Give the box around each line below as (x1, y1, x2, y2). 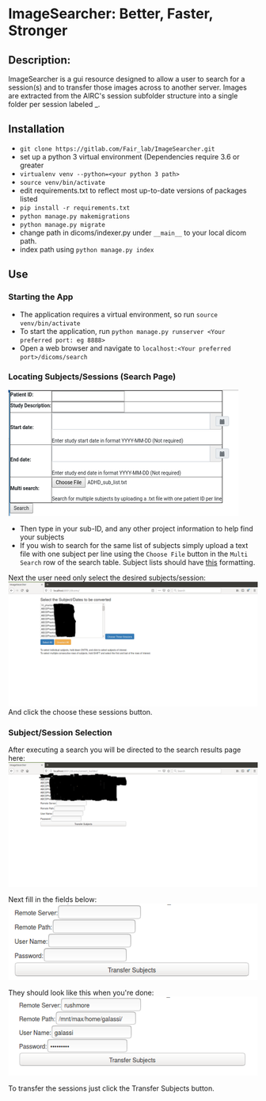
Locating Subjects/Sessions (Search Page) (8, 371, 177, 382)
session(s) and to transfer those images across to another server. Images (8, 82, 247, 92)
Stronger (8, 21, 68, 40)
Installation (8, 122, 65, 136)
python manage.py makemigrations (19, 212, 131, 221)
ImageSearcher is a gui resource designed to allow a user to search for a (8, 75, 245, 83)
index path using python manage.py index (19, 244, 154, 254)
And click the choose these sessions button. (8, 707, 153, 716)
